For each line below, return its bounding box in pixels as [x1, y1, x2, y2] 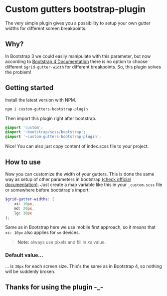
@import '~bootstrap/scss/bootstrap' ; [5, 129, 86, 134]
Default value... [5, 251, 43, 258]
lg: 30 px [14, 210, 32, 215]
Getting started [5, 83, 54, 92]
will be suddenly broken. [5, 268, 56, 274]
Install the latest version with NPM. [5, 96, 76, 103]
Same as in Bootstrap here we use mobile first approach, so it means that [5, 224, 156, 230]
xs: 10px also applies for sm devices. [5, 229, 80, 235]
